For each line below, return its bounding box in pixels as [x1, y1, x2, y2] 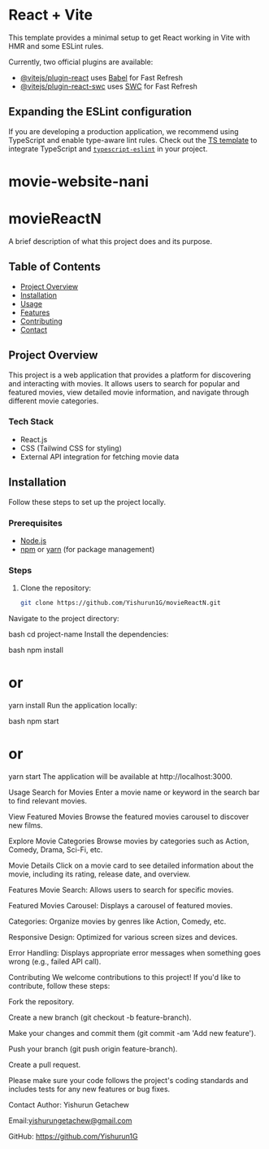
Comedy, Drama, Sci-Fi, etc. [8, 844, 103, 855]
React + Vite [8, 6, 93, 24]
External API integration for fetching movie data [20, 451, 180, 461]
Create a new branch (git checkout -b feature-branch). [8, 1012, 192, 1022]
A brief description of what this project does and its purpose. [8, 236, 213, 246]
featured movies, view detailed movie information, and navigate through [8, 387, 249, 397]
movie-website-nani [8, 172, 149, 190]
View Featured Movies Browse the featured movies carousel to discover [8, 812, 249, 821]
